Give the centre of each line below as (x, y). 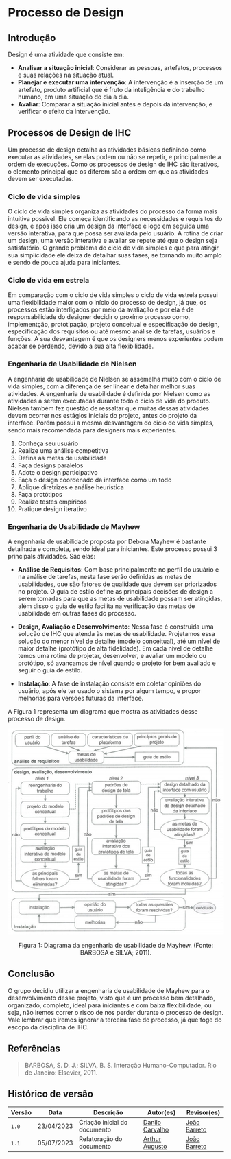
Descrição (108, 1112)
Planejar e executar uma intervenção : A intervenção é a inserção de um (120, 82)
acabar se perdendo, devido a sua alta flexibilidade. (81, 346)
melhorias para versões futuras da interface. (81, 698)
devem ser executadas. (41, 178)
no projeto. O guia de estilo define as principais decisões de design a (115, 591)
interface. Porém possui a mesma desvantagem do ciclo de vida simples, (111, 423)
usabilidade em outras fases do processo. (77, 613)
